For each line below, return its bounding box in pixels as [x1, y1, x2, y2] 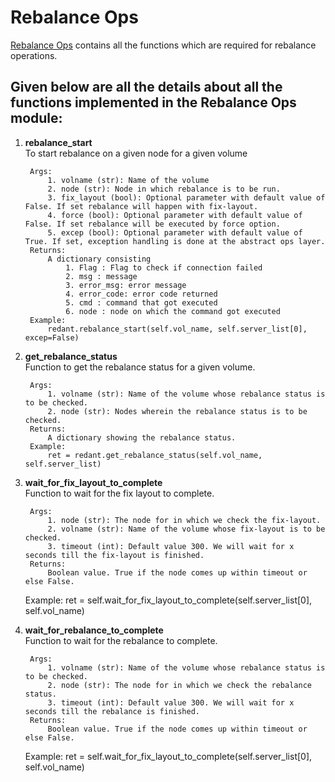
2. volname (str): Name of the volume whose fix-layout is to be [47, 524, 326, 534]
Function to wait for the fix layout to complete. [24, 487, 215, 499]
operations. [10, 49, 58, 61]
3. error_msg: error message [65, 280, 187, 290]
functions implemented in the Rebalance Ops [10, 94, 297, 111]
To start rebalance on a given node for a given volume [24, 147, 248, 159]
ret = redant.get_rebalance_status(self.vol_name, [47, 450, 263, 460]
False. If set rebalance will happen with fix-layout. [24, 201, 259, 211]
